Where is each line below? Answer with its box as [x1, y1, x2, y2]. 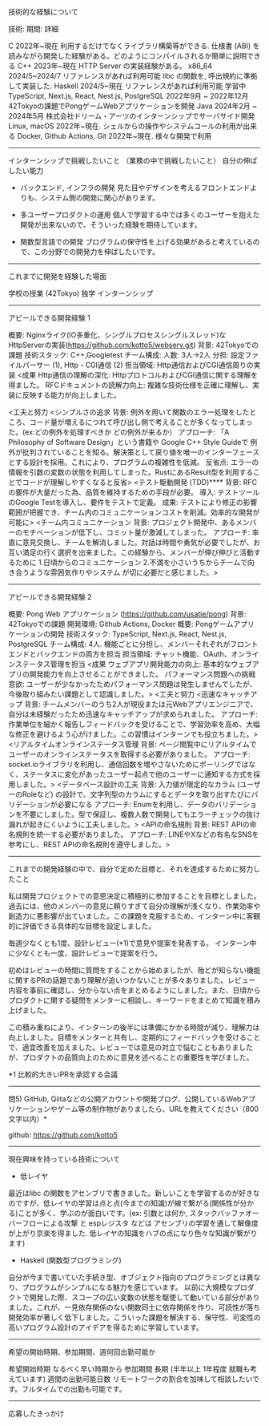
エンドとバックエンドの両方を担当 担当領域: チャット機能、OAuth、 [8, 649, 231, 659]
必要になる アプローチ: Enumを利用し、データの [57, 800, 215, 809]
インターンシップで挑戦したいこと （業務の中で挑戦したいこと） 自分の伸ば [8, 156, 258, 165]
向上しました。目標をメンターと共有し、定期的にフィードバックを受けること [8, 1032, 261, 1042]
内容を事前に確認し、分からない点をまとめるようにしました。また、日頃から [8, 985, 261, 995]
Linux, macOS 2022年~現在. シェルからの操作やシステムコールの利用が [8, 121, 243, 131]
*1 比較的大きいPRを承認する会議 [8, 1069, 118, 1079]
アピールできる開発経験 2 [8, 592, 92, 601]
